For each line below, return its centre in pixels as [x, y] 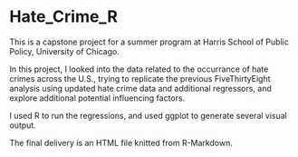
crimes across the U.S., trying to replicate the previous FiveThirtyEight [140, 78]
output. [23, 125]
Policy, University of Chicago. [64, 51]
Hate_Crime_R [63, 17]
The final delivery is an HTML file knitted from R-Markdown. [121, 142]
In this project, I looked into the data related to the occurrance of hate [139, 69]
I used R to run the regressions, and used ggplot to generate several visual [148, 115]
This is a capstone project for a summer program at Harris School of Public [149, 42]
